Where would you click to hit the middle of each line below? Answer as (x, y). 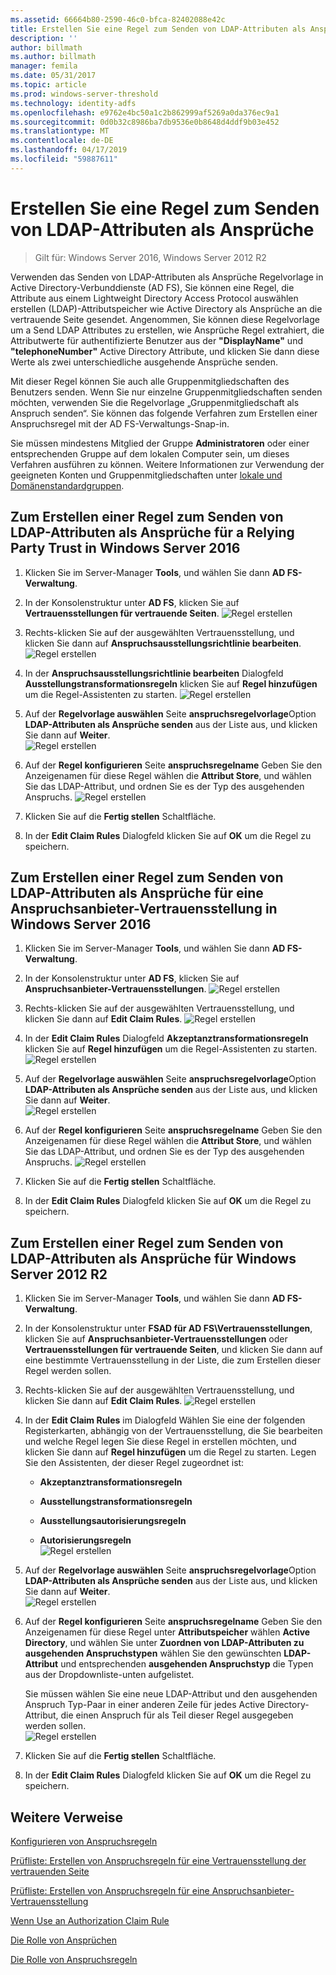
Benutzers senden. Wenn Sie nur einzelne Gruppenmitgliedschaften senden (166, 392)
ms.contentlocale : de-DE (62, 141)
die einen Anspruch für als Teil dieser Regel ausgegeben (177, 1715)
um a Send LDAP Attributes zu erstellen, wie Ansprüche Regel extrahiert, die (167, 330)
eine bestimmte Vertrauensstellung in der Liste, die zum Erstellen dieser (173, 1360)
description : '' (44, 38)
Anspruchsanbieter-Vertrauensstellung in (144, 908)
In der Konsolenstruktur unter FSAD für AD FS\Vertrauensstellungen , (168, 1328)
